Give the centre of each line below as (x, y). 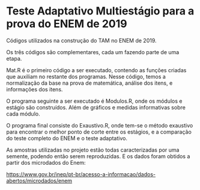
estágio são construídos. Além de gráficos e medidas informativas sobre (96, 107)
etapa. (14, 58)
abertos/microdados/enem (39, 180)
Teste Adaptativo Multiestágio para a (100, 11)
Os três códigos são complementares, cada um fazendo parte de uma (93, 52)
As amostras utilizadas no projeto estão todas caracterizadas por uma (93, 150)
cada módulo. (23, 114)
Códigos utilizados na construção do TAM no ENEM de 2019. (82, 40)
